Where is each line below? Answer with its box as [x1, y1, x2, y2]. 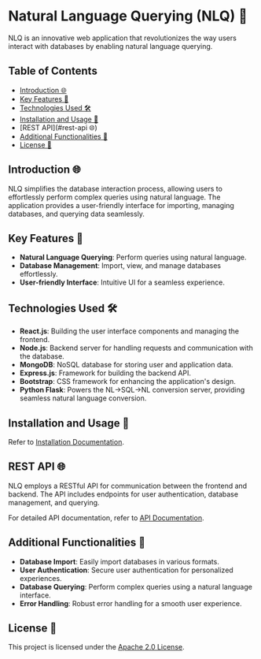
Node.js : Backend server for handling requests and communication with [19, 343, 253, 353]
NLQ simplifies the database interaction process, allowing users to [8, 184, 222, 193]
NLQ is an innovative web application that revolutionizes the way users [8, 33, 237, 43]
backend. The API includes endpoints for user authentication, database [8, 489, 238, 499]
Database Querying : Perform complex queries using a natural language [19, 582, 253, 591]
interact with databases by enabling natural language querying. [8, 41, 213, 50]
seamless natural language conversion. [19, 393, 147, 403]
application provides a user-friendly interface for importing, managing [8, 200, 234, 210]
